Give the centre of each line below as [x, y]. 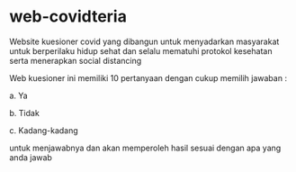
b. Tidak [25, 113]
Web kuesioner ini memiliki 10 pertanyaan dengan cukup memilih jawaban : [148, 77]
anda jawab [31, 157]
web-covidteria [68, 17]
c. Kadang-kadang [44, 130]
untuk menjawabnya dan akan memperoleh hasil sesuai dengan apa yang [145, 148]
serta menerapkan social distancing [76, 60]
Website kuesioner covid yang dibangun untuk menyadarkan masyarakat [144, 41]
